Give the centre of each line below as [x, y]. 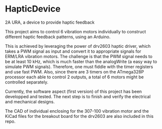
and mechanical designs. [30, 101]
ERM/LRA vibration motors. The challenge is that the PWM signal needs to [79, 56]
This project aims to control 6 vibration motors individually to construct [75, 31]
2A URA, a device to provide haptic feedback [50, 22]
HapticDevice [33, 9]
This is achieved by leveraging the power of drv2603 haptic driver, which [78, 46]
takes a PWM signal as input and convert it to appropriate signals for [73, 51]
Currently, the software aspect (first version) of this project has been [74, 91]
